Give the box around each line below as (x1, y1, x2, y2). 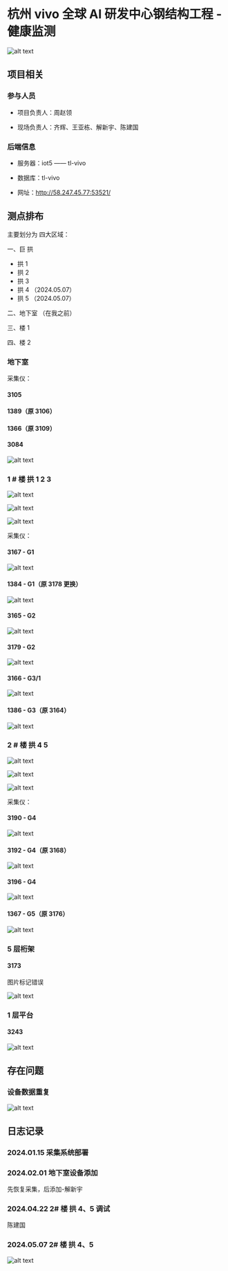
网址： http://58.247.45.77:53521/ (17, 188, 111, 196)
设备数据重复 (7, 1087, 50, 1097)
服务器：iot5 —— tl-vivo (17, 158, 86, 167)
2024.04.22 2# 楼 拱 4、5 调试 (7, 1204, 111, 1214)
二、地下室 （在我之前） (7, 308, 76, 317)
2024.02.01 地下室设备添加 (7, 1168, 98, 1178)
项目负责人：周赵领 (17, 108, 73, 116)
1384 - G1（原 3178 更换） (7, 580, 82, 588)
